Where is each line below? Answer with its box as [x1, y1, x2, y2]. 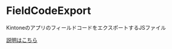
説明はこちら [6, 36, 37, 43]
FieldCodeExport [6, 4, 91, 17]
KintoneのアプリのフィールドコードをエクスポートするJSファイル [6, 24, 166, 31]
